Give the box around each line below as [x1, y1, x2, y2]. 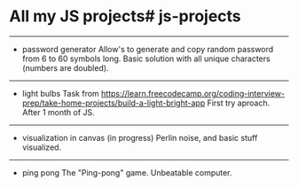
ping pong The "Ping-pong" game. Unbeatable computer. [21, 167, 232, 178]
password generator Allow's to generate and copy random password [21, 43, 274, 54]
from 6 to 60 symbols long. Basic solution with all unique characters [21, 53, 271, 64]
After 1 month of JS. [21, 106, 95, 117]
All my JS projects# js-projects [9, 6, 241, 27]
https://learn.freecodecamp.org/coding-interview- [100, 88, 286, 98]
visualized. [21, 142, 62, 152]
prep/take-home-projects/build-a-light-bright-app [21, 97, 206, 108]
